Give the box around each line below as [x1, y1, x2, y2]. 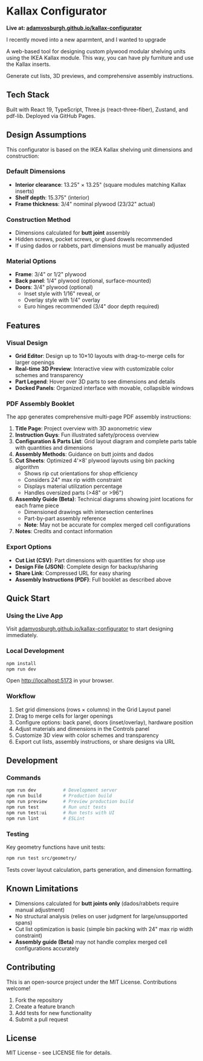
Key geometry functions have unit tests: [6, 843, 106, 851]
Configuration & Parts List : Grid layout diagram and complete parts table [14, 438, 197, 445]
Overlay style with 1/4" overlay [24, 296, 101, 303]
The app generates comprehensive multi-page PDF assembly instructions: [6, 413, 192, 421]
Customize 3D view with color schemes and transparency [14, 732, 159, 739]
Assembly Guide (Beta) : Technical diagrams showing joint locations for [14, 496, 193, 503]
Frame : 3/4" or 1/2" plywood [14, 271, 86, 278]
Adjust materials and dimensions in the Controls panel [14, 725, 150, 732]
